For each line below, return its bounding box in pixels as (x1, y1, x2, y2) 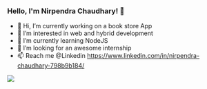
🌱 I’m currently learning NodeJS (17, 37, 108, 45)
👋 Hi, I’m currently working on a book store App (17, 22, 152, 30)
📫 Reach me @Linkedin (17, 52, 86, 60)
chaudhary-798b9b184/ (17, 61, 85, 70)
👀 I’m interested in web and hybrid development (17, 29, 154, 37)
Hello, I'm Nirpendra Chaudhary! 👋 (7, 6, 125, 16)
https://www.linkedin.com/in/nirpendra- (87, 52, 200, 60)
